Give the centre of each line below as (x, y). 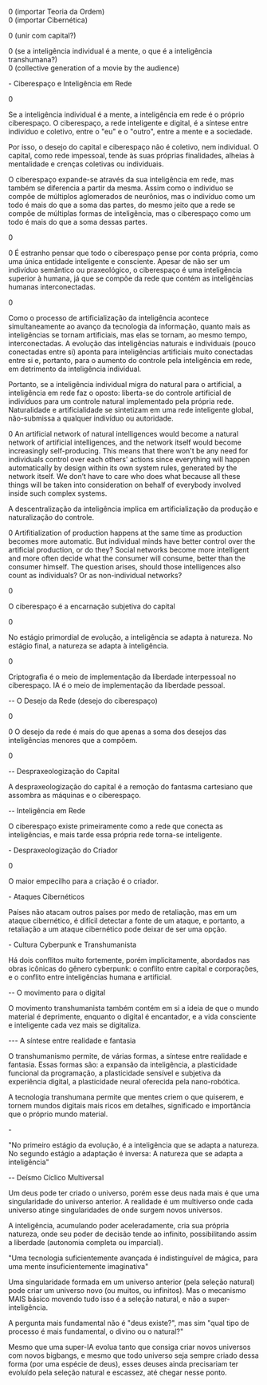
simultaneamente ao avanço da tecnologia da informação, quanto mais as (130, 326)
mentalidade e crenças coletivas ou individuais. (86, 164)
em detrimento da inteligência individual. (75, 369)
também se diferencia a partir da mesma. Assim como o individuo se (121, 188)
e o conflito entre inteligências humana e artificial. (90, 977)
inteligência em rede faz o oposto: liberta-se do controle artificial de (120, 393)
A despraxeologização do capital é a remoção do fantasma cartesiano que (131, 786)
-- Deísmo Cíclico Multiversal (56, 1177)
